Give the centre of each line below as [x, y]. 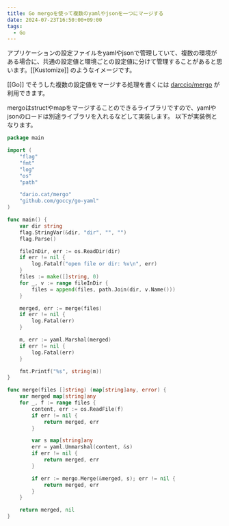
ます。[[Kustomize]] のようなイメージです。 [74, 70]
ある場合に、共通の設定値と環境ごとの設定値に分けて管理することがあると [112, 62]
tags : [15, 26]
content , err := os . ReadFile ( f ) [78, 409]
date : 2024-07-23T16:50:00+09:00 [55, 20]
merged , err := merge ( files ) [61, 308]
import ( [19, 151]
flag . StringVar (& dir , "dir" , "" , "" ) [73, 232]
